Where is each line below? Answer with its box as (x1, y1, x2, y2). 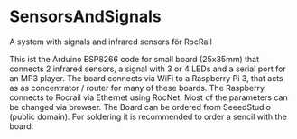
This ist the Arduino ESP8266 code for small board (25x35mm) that (9, 53, 260, 64)
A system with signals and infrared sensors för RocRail (9, 36, 212, 47)
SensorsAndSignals (9, 6, 162, 27)
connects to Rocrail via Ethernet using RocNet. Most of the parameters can (9, 92, 288, 103)
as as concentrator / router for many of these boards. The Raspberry (9, 82, 265, 93)
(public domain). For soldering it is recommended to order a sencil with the (9, 111, 287, 122)
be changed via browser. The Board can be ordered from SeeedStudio (9, 101, 271, 112)
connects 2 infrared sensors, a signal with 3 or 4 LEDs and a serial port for (9, 63, 286, 74)
